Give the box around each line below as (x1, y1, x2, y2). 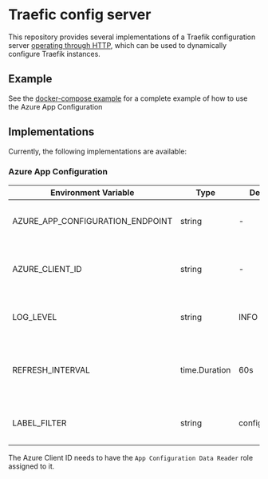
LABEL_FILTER (12, 417, 67, 429)
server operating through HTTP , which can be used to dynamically (8, 40, 227, 50)
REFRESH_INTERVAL (12, 364, 90, 375)
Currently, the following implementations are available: (8, 146, 187, 156)
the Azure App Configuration (8, 102, 103, 111)
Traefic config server (8, 6, 152, 24)
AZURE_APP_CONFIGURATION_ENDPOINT (12, 215, 173, 226)
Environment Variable (50, 186, 135, 198)
